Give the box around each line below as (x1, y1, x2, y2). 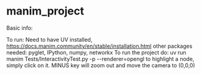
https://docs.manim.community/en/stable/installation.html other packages (6, 42, 192, 50)
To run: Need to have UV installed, (6, 36, 93, 43)
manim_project (6, 4, 84, 18)
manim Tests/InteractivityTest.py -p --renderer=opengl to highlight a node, (6, 55, 194, 62)
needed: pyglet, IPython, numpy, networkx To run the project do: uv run (6, 48, 186, 56)
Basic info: (6, 24, 33, 31)
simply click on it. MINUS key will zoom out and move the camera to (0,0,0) (6, 62, 196, 69)
